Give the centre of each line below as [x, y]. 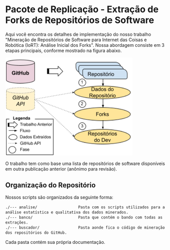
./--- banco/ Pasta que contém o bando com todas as [84, 217]
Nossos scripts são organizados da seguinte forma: [59, 198]
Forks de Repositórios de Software [80, 20]
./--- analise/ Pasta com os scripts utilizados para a [85, 207]
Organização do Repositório [50, 185]
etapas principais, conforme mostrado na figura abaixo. [64, 50]
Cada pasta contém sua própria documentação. [55, 242]
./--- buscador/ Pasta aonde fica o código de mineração [85, 228]
